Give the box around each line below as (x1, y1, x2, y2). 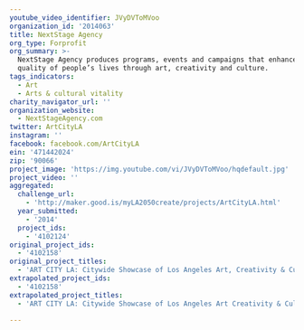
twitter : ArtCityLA (9, 123, 83, 132)
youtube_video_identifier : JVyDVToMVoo (9, 13, 160, 23)
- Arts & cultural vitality (17, 89, 124, 98)
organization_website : (9, 106, 95, 115)
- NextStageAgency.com (17, 114, 103, 123)
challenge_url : (17, 190, 75, 199)
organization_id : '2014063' (9, 22, 116, 31)
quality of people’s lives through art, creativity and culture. (17, 64, 270, 73)
